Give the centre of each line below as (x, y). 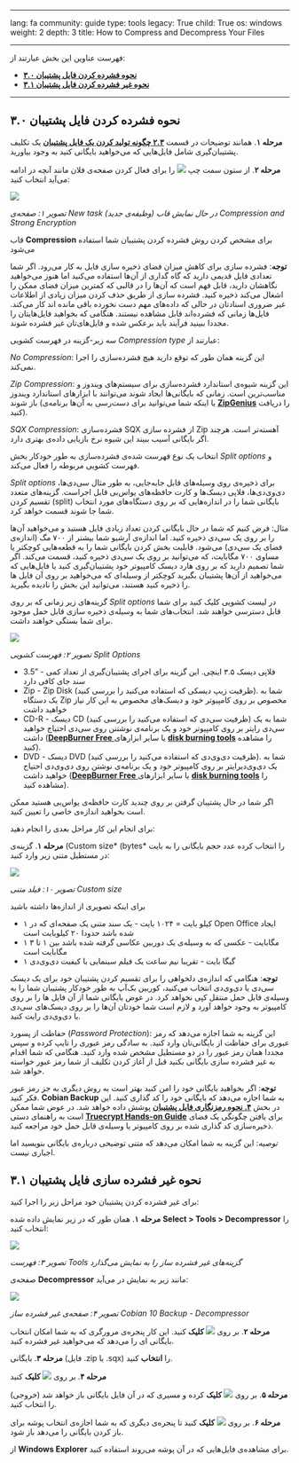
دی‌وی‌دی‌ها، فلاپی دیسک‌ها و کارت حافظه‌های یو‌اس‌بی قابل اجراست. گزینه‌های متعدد (148, 492)
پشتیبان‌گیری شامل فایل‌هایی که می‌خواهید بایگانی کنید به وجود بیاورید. (124, 151)
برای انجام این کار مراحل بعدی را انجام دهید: (83, 828)
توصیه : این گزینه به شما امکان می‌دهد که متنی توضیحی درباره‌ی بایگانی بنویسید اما (144, 1143)
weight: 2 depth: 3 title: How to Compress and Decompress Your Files (138, 32)
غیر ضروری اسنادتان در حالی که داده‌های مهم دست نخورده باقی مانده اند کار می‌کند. (148, 303)
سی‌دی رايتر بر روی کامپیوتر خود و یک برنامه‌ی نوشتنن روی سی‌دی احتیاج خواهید (154, 728)
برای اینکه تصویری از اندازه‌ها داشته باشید (78, 906)
